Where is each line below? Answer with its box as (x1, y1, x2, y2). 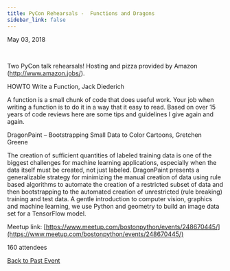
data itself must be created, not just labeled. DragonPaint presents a (7, 166, 200, 174)
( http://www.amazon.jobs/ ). (7, 69, 85, 77)
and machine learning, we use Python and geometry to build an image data (7, 202, 220, 210)
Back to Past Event (7, 256, 60, 264)
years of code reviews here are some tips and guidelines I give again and (7, 110, 214, 118)
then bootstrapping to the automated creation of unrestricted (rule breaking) (7, 188, 223, 196)
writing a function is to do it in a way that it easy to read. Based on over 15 (7, 103, 216, 111)
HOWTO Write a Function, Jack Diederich (7, 82, 125, 90)
